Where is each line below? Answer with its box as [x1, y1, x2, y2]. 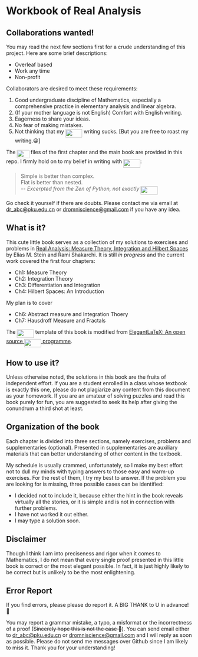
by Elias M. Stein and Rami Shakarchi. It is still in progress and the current [6, 251, 184, 258]
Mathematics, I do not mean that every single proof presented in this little [6, 556, 184, 563]
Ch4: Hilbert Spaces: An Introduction [14, 288, 104, 295]
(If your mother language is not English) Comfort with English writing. [14, 109, 183, 116]
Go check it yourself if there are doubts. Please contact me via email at [6, 199, 179, 206]
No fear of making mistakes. [14, 122, 84, 128]
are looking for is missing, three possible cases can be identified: [6, 480, 164, 487]
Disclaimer [6, 534, 47, 544]
